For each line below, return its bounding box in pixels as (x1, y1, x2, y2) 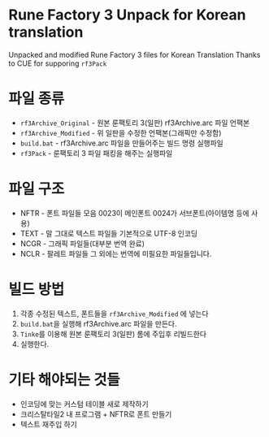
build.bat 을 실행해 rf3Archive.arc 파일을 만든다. (20, 318, 177, 328)
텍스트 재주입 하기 (20, 419, 77, 429)
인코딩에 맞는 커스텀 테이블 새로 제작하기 (20, 399, 149, 409)
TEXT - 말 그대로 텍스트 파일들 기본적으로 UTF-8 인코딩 (20, 228, 197, 238)
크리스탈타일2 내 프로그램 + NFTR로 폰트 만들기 (20, 409, 172, 419)
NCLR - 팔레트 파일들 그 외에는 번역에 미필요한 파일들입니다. (20, 249, 212, 258)
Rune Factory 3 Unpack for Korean (8, 6, 246, 24)
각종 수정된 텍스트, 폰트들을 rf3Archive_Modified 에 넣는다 (20, 309, 209, 318)
